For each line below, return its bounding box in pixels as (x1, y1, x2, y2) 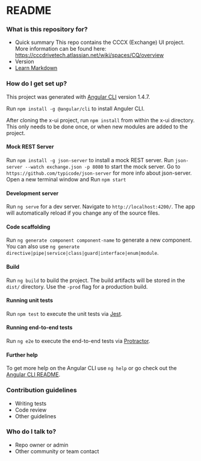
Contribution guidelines (6, 386, 77, 395)
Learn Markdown (14, 64, 58, 72)
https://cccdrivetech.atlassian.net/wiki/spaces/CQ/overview (14, 52, 164, 59)
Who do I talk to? (6, 427, 57, 436)
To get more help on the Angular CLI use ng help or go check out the (6, 365, 177, 372)
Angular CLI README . (6, 371, 61, 378)
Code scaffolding (6, 223, 51, 230)
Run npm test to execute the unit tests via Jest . (6, 310, 123, 317)
